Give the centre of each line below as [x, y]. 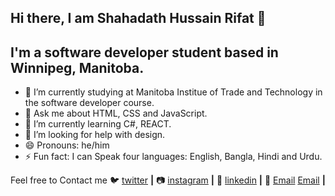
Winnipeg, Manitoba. [77, 67]
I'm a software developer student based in [144, 52]
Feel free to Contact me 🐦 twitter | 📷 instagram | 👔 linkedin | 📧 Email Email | [168, 180]
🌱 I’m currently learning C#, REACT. [98, 124]
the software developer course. [89, 103]
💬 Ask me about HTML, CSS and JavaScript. [116, 113]
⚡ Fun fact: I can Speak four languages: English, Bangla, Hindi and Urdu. [173, 157]
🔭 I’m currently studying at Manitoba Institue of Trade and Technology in [173, 92]
